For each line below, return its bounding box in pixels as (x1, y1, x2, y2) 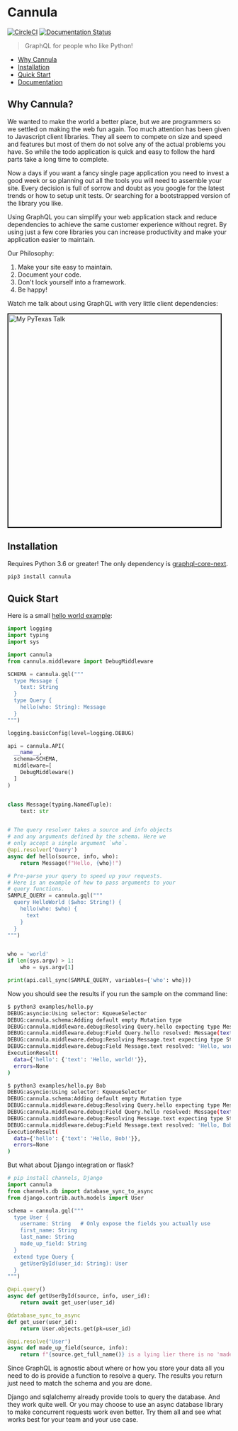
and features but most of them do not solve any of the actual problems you (7, 140, 226, 148)
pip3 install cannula (7, 573, 72, 580)
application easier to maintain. (7, 235, 96, 243)
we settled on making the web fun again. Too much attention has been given (7, 125, 231, 133)
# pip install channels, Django (7, 1175, 103, 1182)
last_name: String (20, 1234, 74, 1241)
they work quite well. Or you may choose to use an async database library (7, 1400, 224, 1409)
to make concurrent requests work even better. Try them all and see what (7, 1408, 222, 1416)
